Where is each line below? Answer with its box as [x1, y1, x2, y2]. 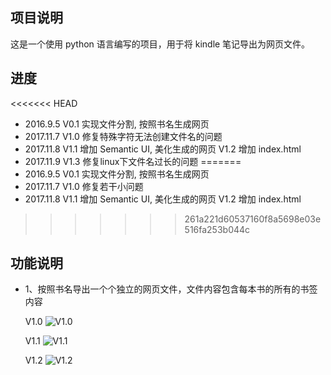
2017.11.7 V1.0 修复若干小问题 [24, 180, 144, 192]
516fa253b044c [184, 223, 251, 235]
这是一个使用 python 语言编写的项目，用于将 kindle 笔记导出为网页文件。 [10, 38, 311, 50]
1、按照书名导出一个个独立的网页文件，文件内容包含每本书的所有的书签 [24, 283, 318, 295]
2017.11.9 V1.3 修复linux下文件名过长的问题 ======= [24, 155, 242, 167]
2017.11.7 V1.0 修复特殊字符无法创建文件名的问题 [24, 130, 223, 142]
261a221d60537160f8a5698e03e [184, 213, 322, 225]
